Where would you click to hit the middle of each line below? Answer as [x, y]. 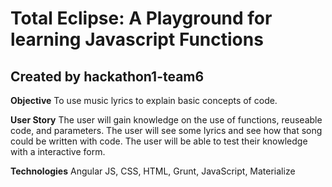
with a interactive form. [58, 151]
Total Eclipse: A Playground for [141, 18]
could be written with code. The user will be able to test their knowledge [159, 141]
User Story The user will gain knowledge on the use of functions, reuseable [166, 120]
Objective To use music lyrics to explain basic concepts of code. [144, 100]
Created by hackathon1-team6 [107, 76]
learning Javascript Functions [137, 39]
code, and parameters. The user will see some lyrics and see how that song [166, 130]
